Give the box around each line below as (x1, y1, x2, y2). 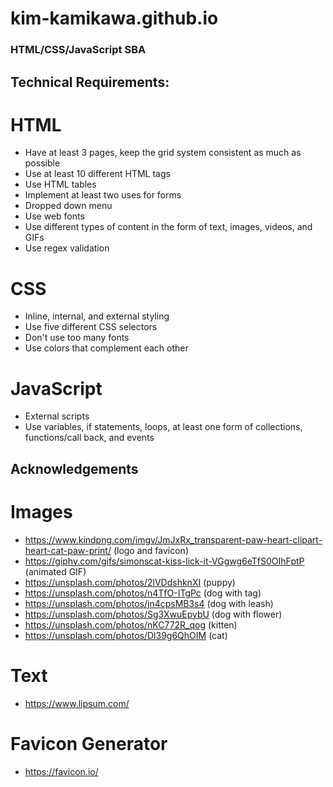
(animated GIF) (24, 565, 87, 577)
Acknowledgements (10, 460, 139, 477)
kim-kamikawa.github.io (10, 7, 219, 30)
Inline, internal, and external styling (24, 310, 170, 322)
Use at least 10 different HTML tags (24, 168, 171, 180)
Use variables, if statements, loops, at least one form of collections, (24, 421, 303, 433)
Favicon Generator (10, 732, 168, 755)
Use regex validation (24, 242, 110, 254)
